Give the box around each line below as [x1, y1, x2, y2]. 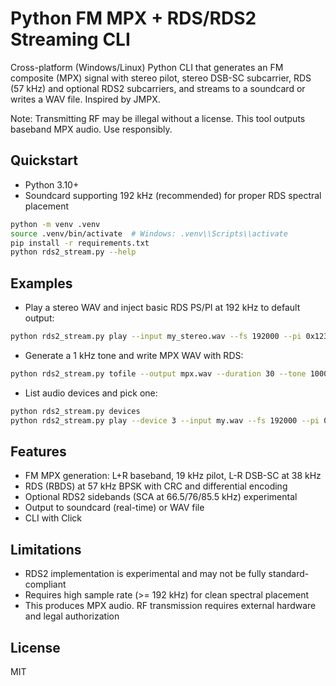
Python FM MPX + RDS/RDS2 [10, 7, 257, 30]
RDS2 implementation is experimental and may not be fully [24, 568, 267, 580]
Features [10, 443, 67, 460]
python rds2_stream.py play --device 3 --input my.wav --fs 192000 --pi [10, 415, 320, 426]
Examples [10, 275, 73, 292]
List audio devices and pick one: [24, 387, 158, 399]
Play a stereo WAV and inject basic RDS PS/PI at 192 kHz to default [24, 302, 301, 314]
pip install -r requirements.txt [10, 238, 150, 248]
